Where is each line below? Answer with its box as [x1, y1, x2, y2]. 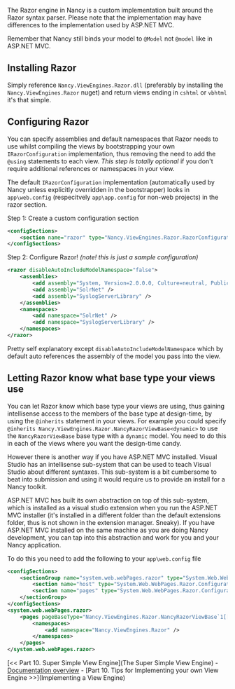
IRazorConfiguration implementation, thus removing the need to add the [7, 149, 216, 158]
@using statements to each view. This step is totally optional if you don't [7, 157, 213, 165]
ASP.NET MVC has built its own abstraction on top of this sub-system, [7, 496, 210, 504]
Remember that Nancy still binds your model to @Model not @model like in [7, 34, 213, 43]
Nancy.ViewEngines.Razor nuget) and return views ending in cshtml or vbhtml [7, 88, 227, 97]
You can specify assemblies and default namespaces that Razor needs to [7, 135, 219, 143]
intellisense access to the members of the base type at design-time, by [7, 409, 212, 418]
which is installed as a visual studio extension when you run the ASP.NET [7, 503, 218, 512]
